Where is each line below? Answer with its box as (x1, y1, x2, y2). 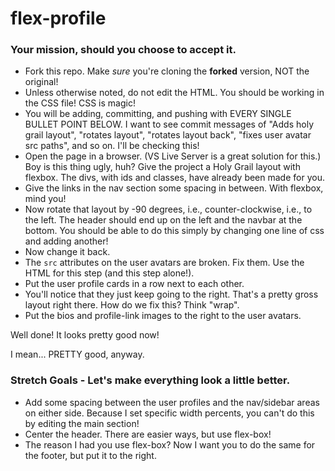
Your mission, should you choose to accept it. (10, 43, 237, 57)
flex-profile (10, 7, 107, 30)
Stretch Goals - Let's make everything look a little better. (10, 373, 291, 387)
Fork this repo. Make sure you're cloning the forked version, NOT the (24, 65, 310, 77)
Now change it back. (24, 246, 111, 258)
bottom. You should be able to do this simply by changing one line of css (24, 225, 325, 237)
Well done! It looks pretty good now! (10, 329, 160, 341)
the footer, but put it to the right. (24, 449, 157, 461)
